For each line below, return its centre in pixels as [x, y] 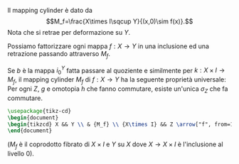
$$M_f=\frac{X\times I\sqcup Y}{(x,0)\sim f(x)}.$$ [119, 21]
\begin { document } [33, 117]
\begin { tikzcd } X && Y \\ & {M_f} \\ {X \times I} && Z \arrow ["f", [110, 124]
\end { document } [30, 131]
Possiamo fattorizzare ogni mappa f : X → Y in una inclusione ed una [108, 46]
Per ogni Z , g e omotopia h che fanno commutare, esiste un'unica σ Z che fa [118, 89]
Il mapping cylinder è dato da [50, 10]
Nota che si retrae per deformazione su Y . [69, 32]
